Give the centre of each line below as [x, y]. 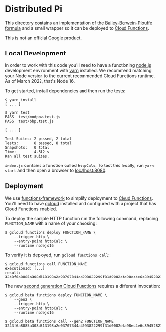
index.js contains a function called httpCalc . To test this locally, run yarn [80, 165]
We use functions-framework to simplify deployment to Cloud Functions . [79, 198]
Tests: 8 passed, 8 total [38, 143]
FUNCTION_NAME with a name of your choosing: [51, 223]
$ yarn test [17, 112]
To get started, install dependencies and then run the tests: [65, 91]
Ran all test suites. [27, 156]
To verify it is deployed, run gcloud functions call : [57, 255]
